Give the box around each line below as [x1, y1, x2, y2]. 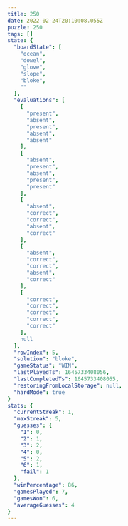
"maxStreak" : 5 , [14, 415, 62, 423]
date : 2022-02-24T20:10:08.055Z [7, 17, 103, 24]
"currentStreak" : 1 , [14, 408, 75, 416]
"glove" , [20, 64, 46, 71]
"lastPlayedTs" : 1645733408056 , [14, 369, 110, 376]
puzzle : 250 [7, 24, 43, 31]
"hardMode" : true [14, 388, 65, 396]
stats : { [7, 402, 33, 409]
